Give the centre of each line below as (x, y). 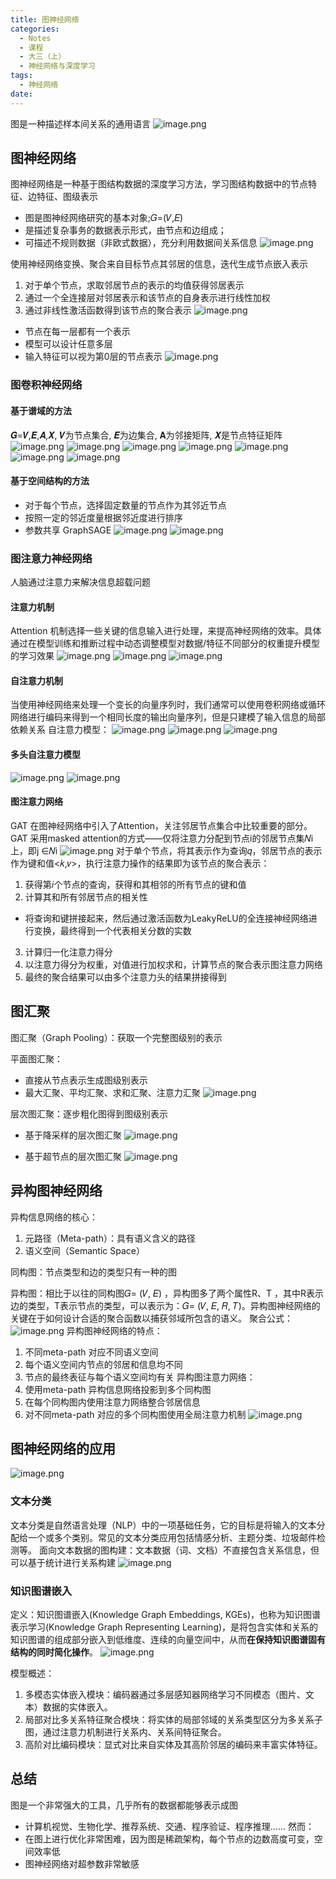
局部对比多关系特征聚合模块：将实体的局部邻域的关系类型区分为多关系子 (173, 1719)
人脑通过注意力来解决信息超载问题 (80, 582)
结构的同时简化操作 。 (54, 1652)
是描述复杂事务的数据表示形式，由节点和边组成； (125, 230)
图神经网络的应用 (63, 1448)
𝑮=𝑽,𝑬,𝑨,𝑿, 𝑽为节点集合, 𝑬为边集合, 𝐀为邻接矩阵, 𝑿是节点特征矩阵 (146, 435)
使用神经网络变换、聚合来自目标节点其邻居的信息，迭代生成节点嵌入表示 (159, 264)
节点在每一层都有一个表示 (77, 332)
